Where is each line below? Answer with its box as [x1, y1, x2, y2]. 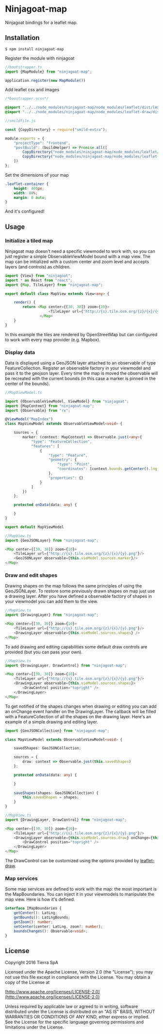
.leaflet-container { [5, 182, 49, 186]
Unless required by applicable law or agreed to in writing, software [5, 1004, 138, 1010]
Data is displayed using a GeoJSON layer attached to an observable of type [5, 360, 156, 365]
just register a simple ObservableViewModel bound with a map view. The [5, 253, 150, 259]
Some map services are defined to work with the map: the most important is [5, 886, 157, 892]
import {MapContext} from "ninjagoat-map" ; [5, 404, 95, 408]
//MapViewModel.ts [5, 390, 42, 395]
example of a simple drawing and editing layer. [5, 719, 98, 725]
